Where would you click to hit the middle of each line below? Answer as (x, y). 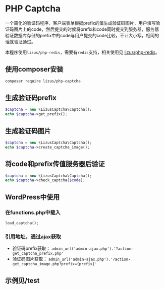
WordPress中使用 (32, 197)
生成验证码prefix (31, 98)
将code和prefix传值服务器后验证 (55, 164)
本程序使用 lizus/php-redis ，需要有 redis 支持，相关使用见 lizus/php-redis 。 (82, 52)
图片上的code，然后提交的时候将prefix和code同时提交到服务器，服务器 (86, 29)
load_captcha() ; (22, 223)
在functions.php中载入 (33, 213)
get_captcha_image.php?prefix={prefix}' (55, 264)
